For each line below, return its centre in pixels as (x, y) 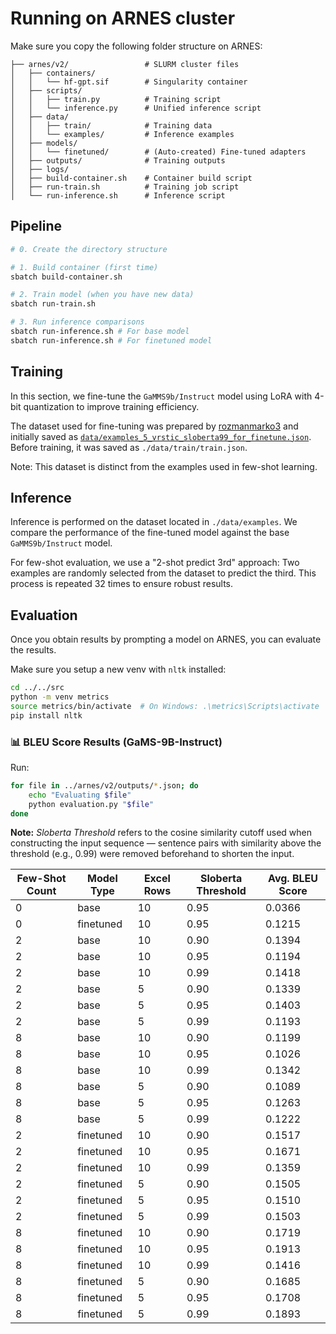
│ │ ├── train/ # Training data (111, 125)
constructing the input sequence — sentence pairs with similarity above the (166, 843)
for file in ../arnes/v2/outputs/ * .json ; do (104, 785)
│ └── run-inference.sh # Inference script (118, 195)
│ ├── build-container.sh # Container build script (131, 178)
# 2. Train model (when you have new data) (102, 295)
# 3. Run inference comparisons (77, 322)
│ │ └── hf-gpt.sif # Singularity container (129, 82)
